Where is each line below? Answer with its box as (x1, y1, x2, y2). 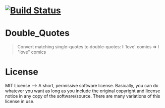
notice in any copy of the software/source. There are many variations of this (5, 93, 161, 99)
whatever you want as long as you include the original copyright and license (5, 88, 161, 94)
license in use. (5, 99, 35, 105)
